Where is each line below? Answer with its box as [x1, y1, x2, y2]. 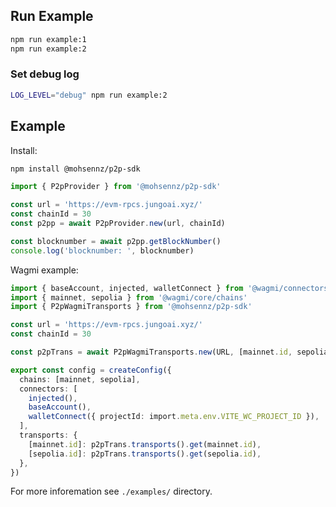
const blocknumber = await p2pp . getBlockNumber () [10, 236, 222, 246]
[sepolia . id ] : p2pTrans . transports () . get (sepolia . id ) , [28, 449, 262, 459]
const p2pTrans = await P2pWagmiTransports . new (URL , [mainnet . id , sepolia [10, 347, 329, 358]
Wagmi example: [10, 264, 79, 276]
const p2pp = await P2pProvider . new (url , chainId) [10, 219, 226, 229]
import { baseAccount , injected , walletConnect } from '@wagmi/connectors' [10, 283, 333, 293]
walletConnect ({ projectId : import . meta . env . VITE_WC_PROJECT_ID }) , [28, 412, 320, 422]
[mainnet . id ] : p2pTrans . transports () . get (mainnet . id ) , [28, 439, 262, 449]
